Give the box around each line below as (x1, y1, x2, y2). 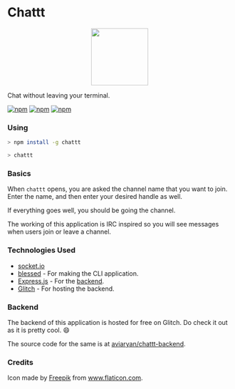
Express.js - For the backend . (17, 276, 105, 285)
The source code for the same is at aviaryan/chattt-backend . (7, 339, 187, 348)
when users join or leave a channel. (7, 227, 112, 236)
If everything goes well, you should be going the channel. (7, 206, 176, 214)
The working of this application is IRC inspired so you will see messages (7, 220, 219, 229)
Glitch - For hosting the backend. (17, 284, 115, 293)
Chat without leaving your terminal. (7, 90, 110, 100)
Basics (7, 168, 31, 178)
